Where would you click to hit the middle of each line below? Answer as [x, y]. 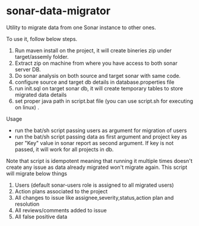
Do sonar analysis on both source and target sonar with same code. [98, 76]
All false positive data [41, 216]
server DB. [28, 69]
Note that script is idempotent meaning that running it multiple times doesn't [99, 161]
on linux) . [27, 107]
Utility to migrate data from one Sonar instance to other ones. [81, 27]
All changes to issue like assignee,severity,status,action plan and [94, 197]
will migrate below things [37, 173]
